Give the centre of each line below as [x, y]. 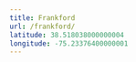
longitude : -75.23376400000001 [69, 43]
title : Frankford [42, 18]
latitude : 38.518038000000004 [67, 35]
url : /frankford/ [42, 26]
